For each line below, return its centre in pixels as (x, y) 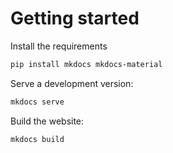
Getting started (75, 18)
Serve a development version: (72, 83)
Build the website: (47, 121)
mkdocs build (37, 139)
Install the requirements (59, 46)
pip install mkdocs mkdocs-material (86, 64)
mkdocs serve (37, 102)
